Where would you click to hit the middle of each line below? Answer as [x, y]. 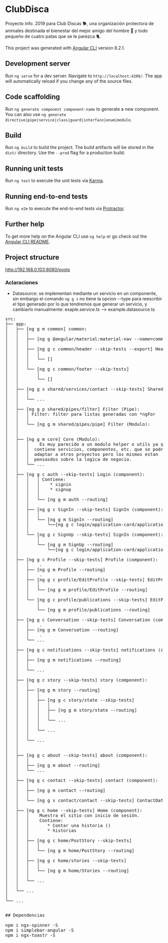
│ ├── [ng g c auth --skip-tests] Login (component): [75, 474]
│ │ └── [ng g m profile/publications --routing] [78, 610]
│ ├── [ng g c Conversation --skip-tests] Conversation [78, 620]
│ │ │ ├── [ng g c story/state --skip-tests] [70, 700]
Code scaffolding [32, 97]
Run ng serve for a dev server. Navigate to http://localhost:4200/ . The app [84, 76]
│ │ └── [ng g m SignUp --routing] [59, 544]
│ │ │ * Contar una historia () [58, 825]
